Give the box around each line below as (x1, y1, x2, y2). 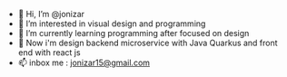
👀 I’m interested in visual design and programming (17, 18, 206, 29)
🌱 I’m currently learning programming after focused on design (17, 28, 250, 38)
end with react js (17, 47, 81, 58)
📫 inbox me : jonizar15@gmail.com (17, 57, 151, 68)
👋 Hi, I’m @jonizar (17, 9, 84, 19)
